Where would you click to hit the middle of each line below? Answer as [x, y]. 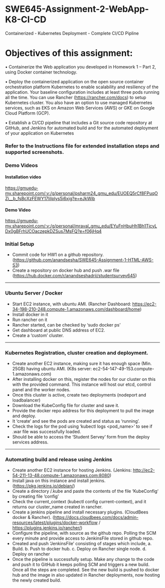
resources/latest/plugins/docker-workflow [55, 523]
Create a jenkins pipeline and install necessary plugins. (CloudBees [80, 512]
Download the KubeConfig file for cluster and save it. [66, 405]
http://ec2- [144, 470]
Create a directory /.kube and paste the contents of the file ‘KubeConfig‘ [85, 491]
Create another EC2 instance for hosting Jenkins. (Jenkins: [72, 470]
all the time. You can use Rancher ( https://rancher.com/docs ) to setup [76, 97]
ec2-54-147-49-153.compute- [124, 369]
